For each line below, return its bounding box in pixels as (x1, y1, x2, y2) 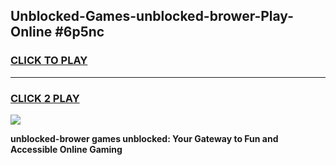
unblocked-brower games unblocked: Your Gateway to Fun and (10, 132, 279, 144)
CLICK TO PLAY (10, 54, 88, 68)
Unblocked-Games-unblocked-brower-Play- (10, 8, 295, 25)
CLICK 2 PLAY (10, 91, 80, 105)
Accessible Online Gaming (10, 143, 123, 155)
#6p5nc (54, 24, 105, 41)
